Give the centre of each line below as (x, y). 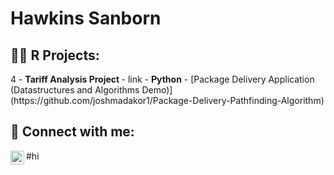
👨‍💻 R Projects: (55, 55)
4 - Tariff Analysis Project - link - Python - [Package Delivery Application (162, 79)
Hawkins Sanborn (86, 18)
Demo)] (157, 90)
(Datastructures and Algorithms (75, 90)
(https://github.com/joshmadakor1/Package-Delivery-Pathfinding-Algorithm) (167, 100)
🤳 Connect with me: (72, 132)
